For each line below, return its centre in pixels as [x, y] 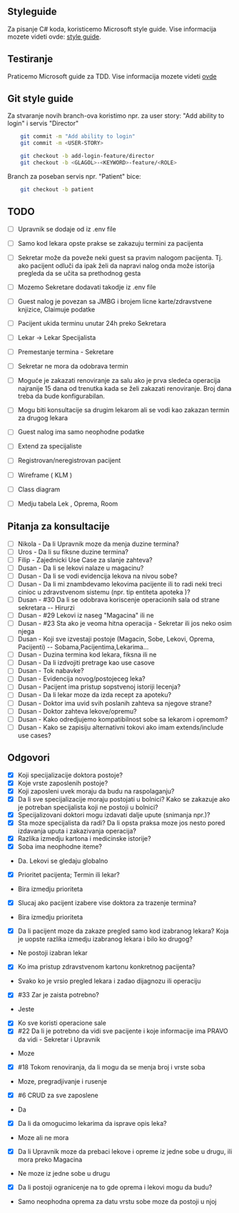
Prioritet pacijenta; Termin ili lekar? [68, 875]
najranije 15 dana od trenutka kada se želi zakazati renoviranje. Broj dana [124, 389]
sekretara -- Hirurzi [46, 607]
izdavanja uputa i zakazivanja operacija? [77, 831]
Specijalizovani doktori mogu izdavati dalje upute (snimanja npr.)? [114, 814]
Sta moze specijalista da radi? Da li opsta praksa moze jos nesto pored [121, 823]
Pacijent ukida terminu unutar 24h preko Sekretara [92, 323]
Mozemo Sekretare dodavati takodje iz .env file [87, 287]
